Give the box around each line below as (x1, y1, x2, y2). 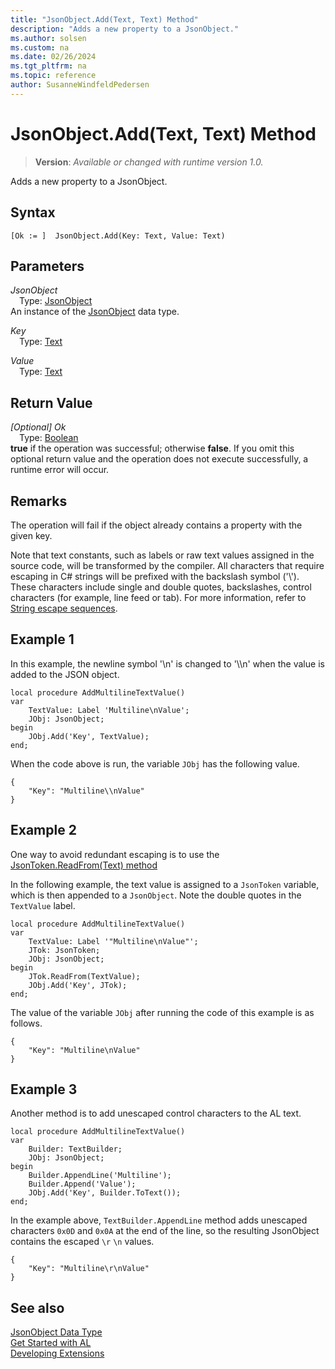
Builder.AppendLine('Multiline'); (28, 1171, 172, 1181)
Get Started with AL (10, 1337, 92, 1349)
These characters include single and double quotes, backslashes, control (10, 581, 312, 593)
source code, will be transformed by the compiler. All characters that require (10, 559, 325, 571)
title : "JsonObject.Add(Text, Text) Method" (10, 14, 199, 25)
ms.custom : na (10, 42, 70, 53)
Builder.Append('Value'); (28, 1179, 137, 1190)
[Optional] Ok (10, 421, 67, 433)
